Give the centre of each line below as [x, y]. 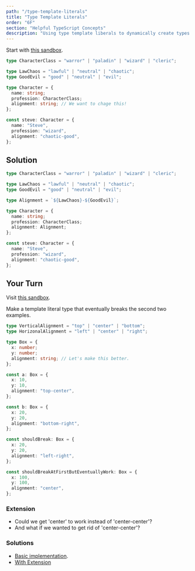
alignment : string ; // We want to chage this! [69, 104]
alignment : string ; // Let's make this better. [71, 358]
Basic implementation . [41, 556]
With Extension [33, 562]
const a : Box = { [27, 374]
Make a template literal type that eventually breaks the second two [86, 309]
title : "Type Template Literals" [47, 17]
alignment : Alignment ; [39, 227]
